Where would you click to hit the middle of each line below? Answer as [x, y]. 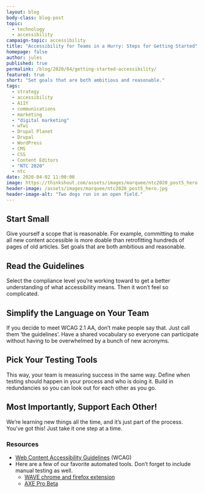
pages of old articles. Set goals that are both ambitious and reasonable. [96, 247]
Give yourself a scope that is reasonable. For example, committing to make [100, 234]
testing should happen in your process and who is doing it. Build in [90, 381]
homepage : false [27, 52]
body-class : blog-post [35, 18]
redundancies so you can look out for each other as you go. [81, 388]
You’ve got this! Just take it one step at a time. [64, 428]
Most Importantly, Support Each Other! [82, 407]
